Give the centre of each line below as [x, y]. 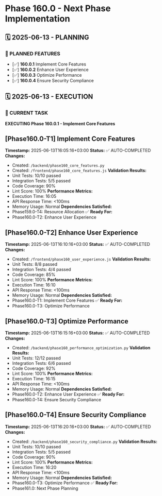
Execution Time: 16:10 [34, 285]
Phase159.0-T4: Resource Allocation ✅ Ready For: [62, 212]
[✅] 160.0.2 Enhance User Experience [50, 69]
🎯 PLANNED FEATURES [33, 53]
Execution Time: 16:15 [34, 379]
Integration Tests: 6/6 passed [41, 363]
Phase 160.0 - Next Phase [58, 9]
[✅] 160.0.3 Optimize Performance [47, 75]
